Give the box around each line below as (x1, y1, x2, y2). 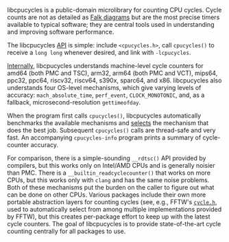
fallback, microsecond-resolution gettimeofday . (7, 98, 141, 106)
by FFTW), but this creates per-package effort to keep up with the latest (7, 212, 210, 221)
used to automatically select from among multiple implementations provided (7, 206, 222, 213)
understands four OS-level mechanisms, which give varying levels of (7, 84, 202, 91)
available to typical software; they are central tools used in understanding (7, 21, 215, 28)
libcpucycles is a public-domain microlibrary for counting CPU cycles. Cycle (7, 6, 222, 14)
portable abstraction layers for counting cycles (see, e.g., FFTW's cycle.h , (7, 198, 217, 206)
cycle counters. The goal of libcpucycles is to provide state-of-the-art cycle (7, 220, 221, 228)
